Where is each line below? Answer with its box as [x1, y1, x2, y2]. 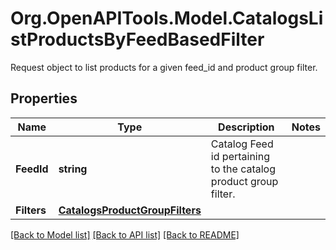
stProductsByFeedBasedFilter [10, 28, 265, 51]
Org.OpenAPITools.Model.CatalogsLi [10, 7, 324, 30]
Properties [10, 90, 78, 107]
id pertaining [210, 149, 270, 163]
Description [218, 120, 275, 134]
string [58, 162, 88, 176]
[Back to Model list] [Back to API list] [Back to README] [10, 228, 240, 241]
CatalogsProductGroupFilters [58, 203, 202, 217]
